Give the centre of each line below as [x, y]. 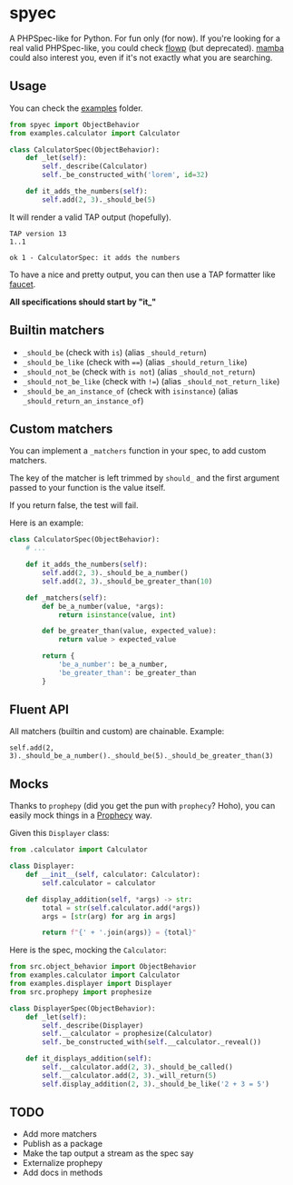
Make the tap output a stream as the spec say [108, 1153]
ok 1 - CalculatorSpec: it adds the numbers [95, 257]
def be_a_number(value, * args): [103, 606]
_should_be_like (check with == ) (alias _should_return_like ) [135, 362]
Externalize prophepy [62, 1163]
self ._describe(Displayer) [93, 1025]
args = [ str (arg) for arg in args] [109, 916]
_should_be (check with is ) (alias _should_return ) [114, 352]
